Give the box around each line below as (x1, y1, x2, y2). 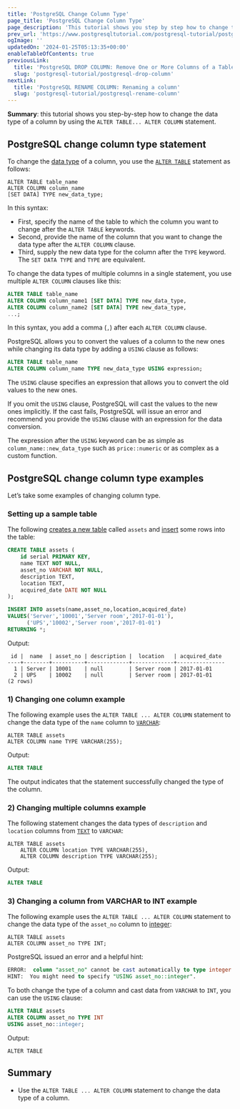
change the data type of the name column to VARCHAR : (7, 718, 161, 727)
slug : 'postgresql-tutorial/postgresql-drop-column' (14, 70, 174, 77)
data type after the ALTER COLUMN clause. (17, 240, 136, 249)
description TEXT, (20, 573, 75, 580)
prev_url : (7, 30, 37, 38)
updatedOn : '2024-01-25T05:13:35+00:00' (7, 44, 130, 51)
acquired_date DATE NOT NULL (20, 587, 107, 594)
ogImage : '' (7, 37, 43, 44)
